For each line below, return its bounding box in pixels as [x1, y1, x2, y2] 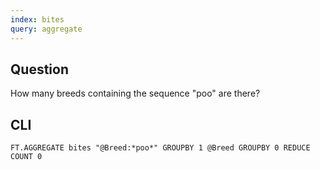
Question [10, 61, 69, 78]
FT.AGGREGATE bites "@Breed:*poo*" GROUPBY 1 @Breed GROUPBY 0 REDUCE [10, 143, 311, 153]
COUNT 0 [10, 152, 43, 162]
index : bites [10, 14, 65, 25]
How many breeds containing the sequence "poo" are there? [10, 87, 261, 100]
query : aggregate [10, 24, 83, 34]
